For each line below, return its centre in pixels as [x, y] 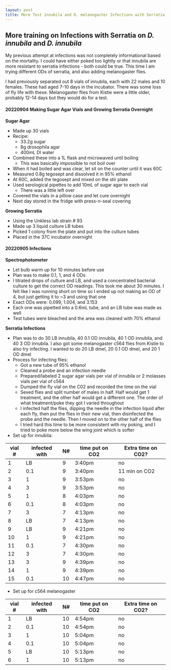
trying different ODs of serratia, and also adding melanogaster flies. [76, 72]
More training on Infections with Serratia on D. [80, 35]
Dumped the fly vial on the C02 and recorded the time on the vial [88, 387]
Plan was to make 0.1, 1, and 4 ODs [49, 275]
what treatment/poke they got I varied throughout [72, 403]
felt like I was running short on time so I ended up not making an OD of [87, 291]
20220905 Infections [28, 249]
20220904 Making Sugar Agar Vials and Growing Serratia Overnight [79, 109]
